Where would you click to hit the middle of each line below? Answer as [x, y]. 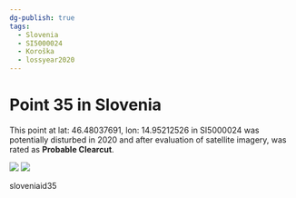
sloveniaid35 [33, 185]
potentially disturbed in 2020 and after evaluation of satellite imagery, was [148, 139]
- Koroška [36, 52]
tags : [20, 26]
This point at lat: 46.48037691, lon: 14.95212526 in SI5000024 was [135, 130]
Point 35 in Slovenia [85, 105]
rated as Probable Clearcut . [62, 149]
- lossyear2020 [46, 60]
